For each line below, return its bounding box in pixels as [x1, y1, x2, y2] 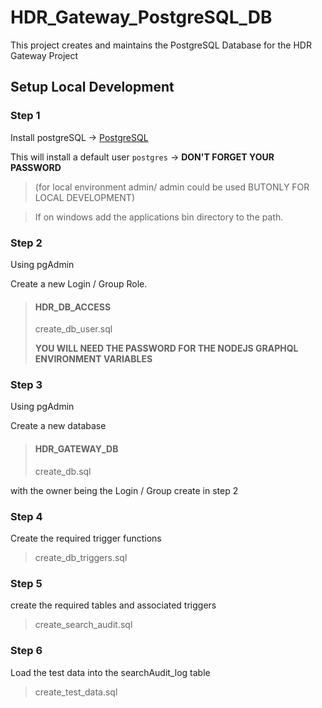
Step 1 [10, 109, 41, 123]
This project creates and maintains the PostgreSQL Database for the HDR [10, 39, 312, 51]
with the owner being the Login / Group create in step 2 [10, 484, 239, 496]
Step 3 [10, 378, 43, 392]
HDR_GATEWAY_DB [34, 443, 119, 455]
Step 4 [10, 509, 43, 523]
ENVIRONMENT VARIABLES [34, 353, 153, 365]
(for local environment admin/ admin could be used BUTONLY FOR [34, 181, 310, 193]
